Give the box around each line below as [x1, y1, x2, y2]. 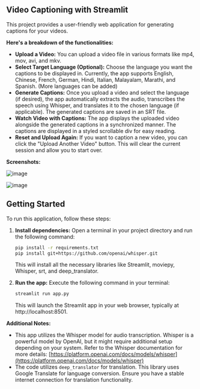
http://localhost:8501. [14, 308, 68, 316]
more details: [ [14, 350, 51, 358]
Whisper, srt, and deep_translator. [14, 267, 99, 275]
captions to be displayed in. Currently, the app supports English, [14, 69, 174, 77]
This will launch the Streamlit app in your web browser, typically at [14, 302, 179, 309]
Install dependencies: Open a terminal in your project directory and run [14, 226, 193, 234]
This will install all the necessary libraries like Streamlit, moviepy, [14, 261, 175, 269]
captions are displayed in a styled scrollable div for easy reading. [14, 127, 176, 134]
